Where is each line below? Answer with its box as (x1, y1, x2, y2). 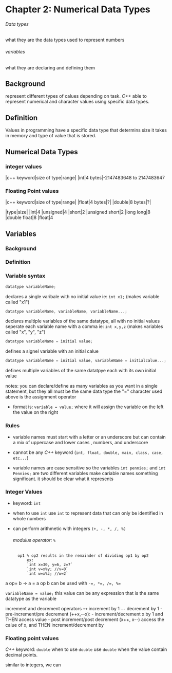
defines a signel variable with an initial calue (5, 348, 99, 354)
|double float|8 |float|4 (5, 214, 53, 221)
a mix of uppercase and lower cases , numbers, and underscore (12, 439, 148, 445)
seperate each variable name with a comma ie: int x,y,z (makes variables (5, 323, 163, 330)
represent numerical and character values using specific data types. (5, 99, 150, 105)
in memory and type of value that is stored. (5, 133, 97, 139)
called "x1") (5, 299, 30, 305)
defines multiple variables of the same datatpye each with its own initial (5, 368, 157, 374)
